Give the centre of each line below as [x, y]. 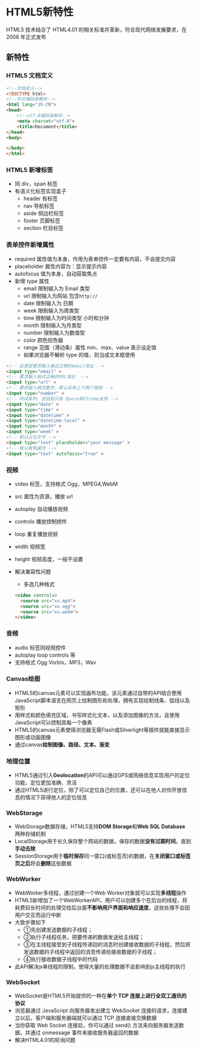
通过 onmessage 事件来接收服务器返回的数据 [85, 1032]
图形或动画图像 [33, 737]
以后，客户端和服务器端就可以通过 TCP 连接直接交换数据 [88, 1018]
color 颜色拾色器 [43, 340]
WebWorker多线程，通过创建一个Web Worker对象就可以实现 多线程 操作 [101, 893]
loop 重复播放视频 [36, 534]
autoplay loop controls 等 [45, 655]
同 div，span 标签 [36, 184]
